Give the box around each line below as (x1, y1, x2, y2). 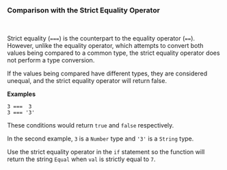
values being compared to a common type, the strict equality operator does (7, 49, 220, 57)
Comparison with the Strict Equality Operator (7, 5, 161, 15)
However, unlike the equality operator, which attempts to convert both (7, 42, 204, 50)
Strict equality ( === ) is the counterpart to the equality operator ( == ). (7, 34, 196, 42)
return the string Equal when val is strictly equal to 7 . (7, 155, 156, 163)
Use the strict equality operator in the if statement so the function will (7, 148, 205, 156)
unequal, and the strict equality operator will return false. (7, 77, 168, 85)
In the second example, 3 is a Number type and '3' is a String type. (7, 134, 194, 143)
